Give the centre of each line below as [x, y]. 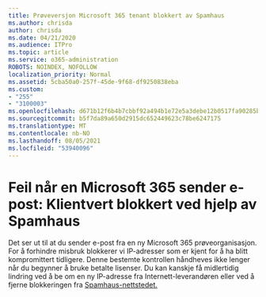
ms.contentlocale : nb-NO [49, 133]
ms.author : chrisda [40, 23]
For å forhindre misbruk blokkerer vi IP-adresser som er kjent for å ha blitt [128, 251]
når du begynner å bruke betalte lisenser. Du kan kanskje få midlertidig [123, 268]
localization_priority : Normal [60, 74]
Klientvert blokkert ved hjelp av [152, 204]
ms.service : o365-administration [63, 60]
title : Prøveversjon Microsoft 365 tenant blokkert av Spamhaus [116, 15]
